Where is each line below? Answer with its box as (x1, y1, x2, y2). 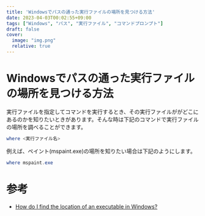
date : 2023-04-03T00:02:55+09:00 (6, 15, 92, 21)
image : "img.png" (12, 37, 56, 43)
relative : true (12, 43, 51, 50)
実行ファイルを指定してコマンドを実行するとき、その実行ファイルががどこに (6, 108, 199, 115)
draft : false (6, 26, 40, 32)
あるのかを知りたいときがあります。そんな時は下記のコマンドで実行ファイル (6, 116, 199, 123)
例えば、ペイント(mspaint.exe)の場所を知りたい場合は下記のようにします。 (6, 147, 196, 155)
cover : (6, 32, 23, 38)
